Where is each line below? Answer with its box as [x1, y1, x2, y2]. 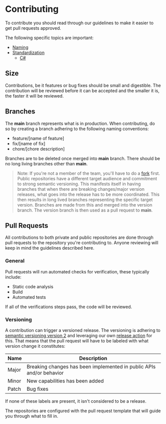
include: [5, 274, 22, 280]
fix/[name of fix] [12, 140, 45, 147]
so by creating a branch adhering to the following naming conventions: [5, 125, 149, 132]
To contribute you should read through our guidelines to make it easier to [5, 20, 154, 26]
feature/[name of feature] [12, 135, 64, 141]
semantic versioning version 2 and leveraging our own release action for [5, 332, 152, 338]
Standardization [12, 50, 45, 55]
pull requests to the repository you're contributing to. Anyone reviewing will [5, 240, 159, 246]
